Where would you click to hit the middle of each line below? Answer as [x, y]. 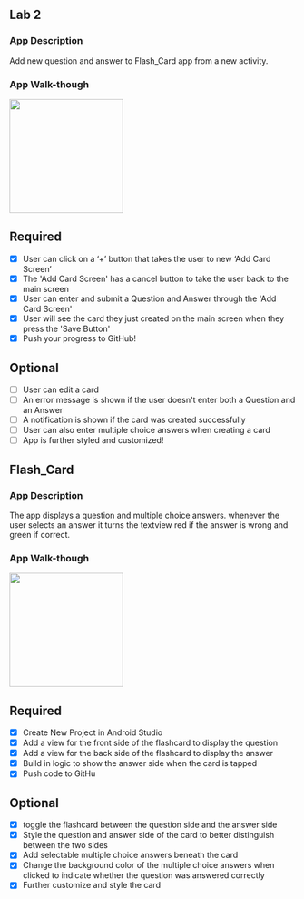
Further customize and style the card [92, 885]
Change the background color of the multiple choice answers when [148, 865]
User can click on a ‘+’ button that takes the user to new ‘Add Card [147, 258]
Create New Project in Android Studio [93, 732]
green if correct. [40, 534]
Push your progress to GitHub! [79, 338]
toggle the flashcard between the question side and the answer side [150, 825]
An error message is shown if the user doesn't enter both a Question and [159, 399]
